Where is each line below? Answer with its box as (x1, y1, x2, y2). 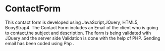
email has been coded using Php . (5, 40, 74, 46)
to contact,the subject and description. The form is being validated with (5, 30, 151, 36)
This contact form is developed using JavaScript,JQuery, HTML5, (5, 19, 139, 25)
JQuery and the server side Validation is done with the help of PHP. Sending (5, 35, 161, 41)
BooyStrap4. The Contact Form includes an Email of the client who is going (5, 24, 159, 30)
